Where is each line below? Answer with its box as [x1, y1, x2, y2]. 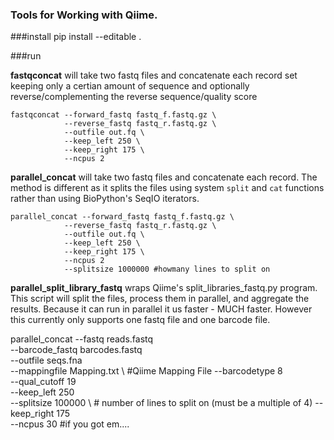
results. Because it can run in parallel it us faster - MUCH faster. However [10, 303, 313, 315]
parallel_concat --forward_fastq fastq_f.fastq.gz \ [10, 212, 235, 222]
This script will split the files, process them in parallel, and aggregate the [10, 293, 310, 305]
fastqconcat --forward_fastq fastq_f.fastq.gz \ [10, 110, 217, 120]
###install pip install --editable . [10, 31, 142, 43]
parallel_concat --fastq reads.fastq [10, 333, 154, 345]
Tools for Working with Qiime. [10, 8, 158, 22]
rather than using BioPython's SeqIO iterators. [10, 193, 200, 205]
